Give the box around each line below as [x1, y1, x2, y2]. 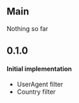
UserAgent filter [16, 80, 63, 89]
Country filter [16, 87, 56, 96]
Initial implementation [6, 64, 72, 73]
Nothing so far [6, 24, 49, 32]
